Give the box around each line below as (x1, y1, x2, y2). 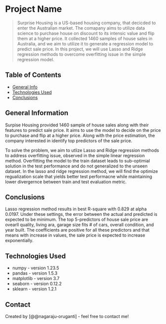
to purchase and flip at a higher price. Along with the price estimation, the (5, 132, 155, 138)
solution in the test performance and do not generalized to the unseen (5, 163, 148, 169)
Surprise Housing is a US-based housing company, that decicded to (17, 20, 156, 26)
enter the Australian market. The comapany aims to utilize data (17, 25, 145, 31)
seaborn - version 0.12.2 (12, 281, 62, 287)
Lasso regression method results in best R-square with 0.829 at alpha (5, 206, 147, 212)
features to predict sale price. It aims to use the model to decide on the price (5, 127, 161, 133)
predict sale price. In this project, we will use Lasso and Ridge (17, 46, 143, 52)
